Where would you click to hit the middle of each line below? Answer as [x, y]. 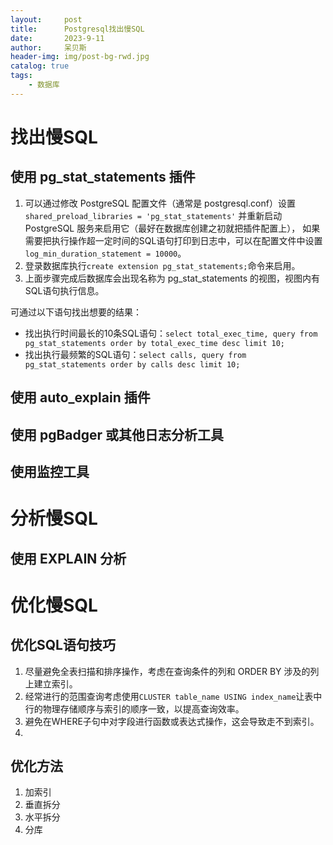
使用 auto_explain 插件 [80, 397]
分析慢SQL [54, 518]
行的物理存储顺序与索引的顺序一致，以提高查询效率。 [134, 708]
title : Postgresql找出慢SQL [77, 29]
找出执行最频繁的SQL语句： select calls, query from [135, 354]
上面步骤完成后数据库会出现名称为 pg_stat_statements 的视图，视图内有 [172, 278]
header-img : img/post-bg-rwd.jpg [80, 57]
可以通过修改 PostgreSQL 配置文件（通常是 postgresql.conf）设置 [160, 203]
